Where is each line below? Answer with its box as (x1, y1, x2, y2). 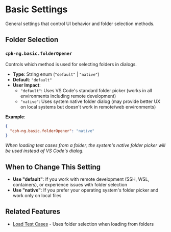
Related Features (5, 207, 60, 216)
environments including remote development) (20, 93, 116, 99)
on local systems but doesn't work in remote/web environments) (20, 103, 156, 110)
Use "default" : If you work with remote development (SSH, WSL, (12, 176, 150, 182)
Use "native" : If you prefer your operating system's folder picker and (12, 187, 159, 193)
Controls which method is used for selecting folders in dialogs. (5, 61, 137, 67)
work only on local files (12, 193, 62, 199)
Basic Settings (5, 4, 68, 15)
